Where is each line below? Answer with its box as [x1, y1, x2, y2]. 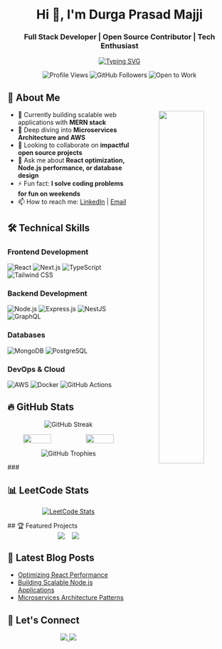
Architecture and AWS [17, 134, 85, 142]
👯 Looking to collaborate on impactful [17, 141, 129, 149]
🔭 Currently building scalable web [17, 111, 117, 119]
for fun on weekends [17, 189, 80, 198]
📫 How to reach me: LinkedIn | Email [17, 198, 127, 206]
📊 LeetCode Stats [7, 485, 89, 497]
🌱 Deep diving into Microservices [17, 126, 117, 134]
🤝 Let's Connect [7, 614, 80, 626]
